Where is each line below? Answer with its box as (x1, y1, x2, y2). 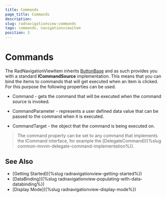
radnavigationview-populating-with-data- (57, 176, 143, 182)
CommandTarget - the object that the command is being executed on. (12, 123, 155, 129)
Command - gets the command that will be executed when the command (12, 93, 162, 99)
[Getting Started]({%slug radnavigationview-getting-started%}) (12, 170, 142, 176)
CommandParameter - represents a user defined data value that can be (12, 108, 159, 114)
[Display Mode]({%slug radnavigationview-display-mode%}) (12, 186, 136, 192)
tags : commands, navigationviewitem (5, 26, 81, 31)
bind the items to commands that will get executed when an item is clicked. (5, 78, 159, 84)
